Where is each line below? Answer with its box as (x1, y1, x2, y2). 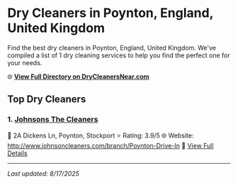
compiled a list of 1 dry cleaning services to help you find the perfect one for (7, 51, 230, 60)
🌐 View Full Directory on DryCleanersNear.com (7, 72, 150, 81)
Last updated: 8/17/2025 (7, 169, 80, 178)
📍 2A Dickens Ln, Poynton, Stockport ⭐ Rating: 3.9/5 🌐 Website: (7, 131, 194, 140)
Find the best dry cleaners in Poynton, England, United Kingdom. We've (7, 43, 216, 52)
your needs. (7, 58, 42, 67)
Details (7, 149, 28, 157)
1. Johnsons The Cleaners (7, 115, 98, 125)
